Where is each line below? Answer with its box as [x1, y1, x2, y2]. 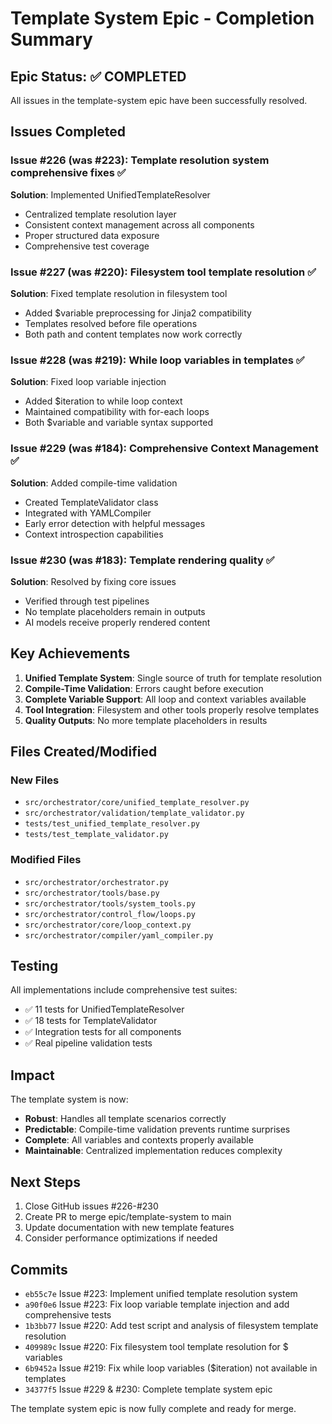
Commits [10, 1261, 68, 1278]
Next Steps [10, 1173, 81, 1191]
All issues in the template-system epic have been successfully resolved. [10, 95, 308, 106]
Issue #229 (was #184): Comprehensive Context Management [10, 442, 319, 456]
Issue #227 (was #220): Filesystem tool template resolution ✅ [10, 265, 317, 279]
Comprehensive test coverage [24, 240, 150, 252]
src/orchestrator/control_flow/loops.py [24, 909, 196, 919]
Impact [10, 1067, 55, 1084]
